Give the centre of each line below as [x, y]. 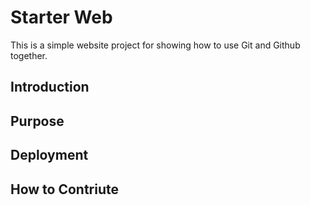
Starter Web [61, 17]
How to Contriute [65, 189]
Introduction [50, 87]
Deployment [49, 155]
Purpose [37, 121]
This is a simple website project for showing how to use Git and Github [155, 45]
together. [29, 55]
